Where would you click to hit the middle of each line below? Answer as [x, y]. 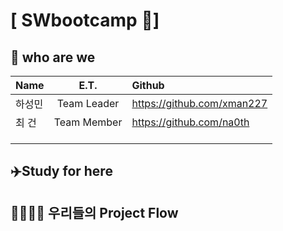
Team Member [88, 122]
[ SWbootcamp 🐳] [85, 20]
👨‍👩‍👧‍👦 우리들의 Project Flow [94, 212]
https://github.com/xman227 [199, 103]
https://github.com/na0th [190, 122]
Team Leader [88, 103]
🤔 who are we [53, 57]
